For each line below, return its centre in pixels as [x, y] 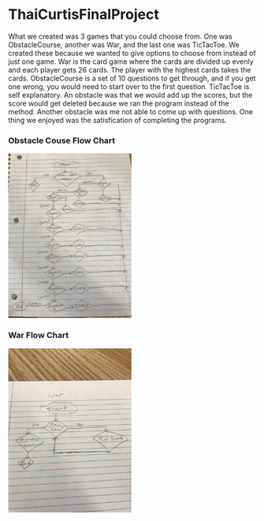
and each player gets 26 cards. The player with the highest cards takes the [130, 69]
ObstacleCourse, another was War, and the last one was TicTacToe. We [124, 44]
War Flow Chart [39, 335]
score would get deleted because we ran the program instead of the [119, 103]
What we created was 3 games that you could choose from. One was [120, 36]
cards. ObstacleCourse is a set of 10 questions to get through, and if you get [132, 78]
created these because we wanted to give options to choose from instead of [132, 53]
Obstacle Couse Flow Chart [62, 140]
